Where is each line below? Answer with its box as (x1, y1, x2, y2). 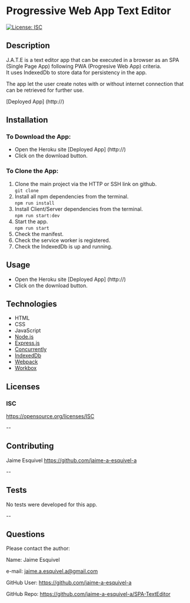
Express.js (14, 340, 40, 347)
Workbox (14, 365, 37, 372)
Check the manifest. (14, 230, 64, 237)
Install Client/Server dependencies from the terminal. (14, 205, 143, 213)
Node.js (14, 333, 34, 340)
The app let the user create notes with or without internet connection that (6, 80, 184, 87)
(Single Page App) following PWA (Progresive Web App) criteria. (6, 62, 162, 69)
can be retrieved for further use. (6, 87, 84, 94)
